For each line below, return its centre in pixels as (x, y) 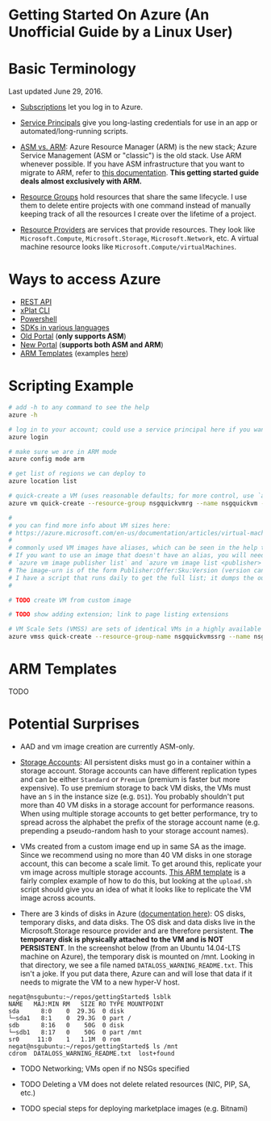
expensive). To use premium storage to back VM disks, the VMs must (135, 787)
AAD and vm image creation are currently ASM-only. (107, 746)
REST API (36, 302)
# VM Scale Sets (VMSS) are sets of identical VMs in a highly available (135, 629)
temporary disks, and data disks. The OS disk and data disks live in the (138, 922)
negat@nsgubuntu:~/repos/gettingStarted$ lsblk (90, 997)
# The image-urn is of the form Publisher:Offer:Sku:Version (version (129, 570)
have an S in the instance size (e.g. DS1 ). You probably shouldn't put (132, 796)
